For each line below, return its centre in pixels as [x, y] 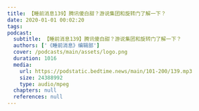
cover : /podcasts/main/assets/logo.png [71, 52]
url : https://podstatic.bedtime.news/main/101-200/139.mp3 [106, 71]
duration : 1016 [35, 59]
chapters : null [35, 90]
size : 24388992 [41, 78]
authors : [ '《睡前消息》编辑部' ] [56, 46]
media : [23, 65]
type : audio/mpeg [44, 84]
